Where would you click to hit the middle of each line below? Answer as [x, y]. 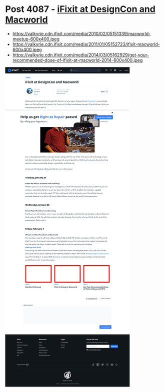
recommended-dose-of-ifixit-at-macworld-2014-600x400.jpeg [77, 60]
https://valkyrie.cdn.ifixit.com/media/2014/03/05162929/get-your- [80, 55]
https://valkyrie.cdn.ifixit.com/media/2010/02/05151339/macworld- [81, 33]
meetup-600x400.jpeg [36, 39]
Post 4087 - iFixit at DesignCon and [80, 9]
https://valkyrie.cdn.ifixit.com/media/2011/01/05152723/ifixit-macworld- [86, 44]
